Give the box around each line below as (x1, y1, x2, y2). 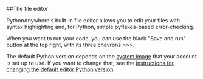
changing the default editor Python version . (6, 66, 115, 73)
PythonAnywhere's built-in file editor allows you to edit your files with (6, 17, 181, 24)
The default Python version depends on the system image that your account (6, 53, 198, 60)
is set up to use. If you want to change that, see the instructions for (6, 60, 174, 66)
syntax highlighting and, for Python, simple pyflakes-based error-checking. (6, 24, 194, 30)
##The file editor (6, 5, 49, 12)
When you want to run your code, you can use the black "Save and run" (6, 35, 187, 42)
